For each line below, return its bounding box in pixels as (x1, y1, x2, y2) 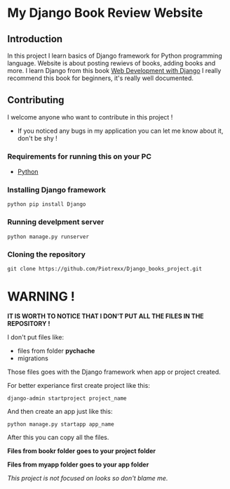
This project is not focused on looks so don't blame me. (7, 474, 168, 482)
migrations (17, 353, 49, 363)
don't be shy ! (17, 133, 57, 142)
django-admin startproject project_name (7, 395, 128, 402)
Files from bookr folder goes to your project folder (7, 446, 156, 455)
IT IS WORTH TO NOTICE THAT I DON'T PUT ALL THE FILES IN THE (7, 311, 205, 320)
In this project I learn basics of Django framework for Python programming (7, 51, 222, 60)
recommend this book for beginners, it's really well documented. (7, 74, 194, 82)
